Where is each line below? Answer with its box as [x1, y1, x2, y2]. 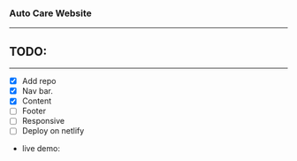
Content [21, 96, 52, 106]
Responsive [21, 116, 65, 126]
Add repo [21, 76, 57, 87]
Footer [21, 105, 47, 117]
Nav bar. [21, 86, 53, 96]
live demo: [21, 143, 60, 154]
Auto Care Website [9, 7, 93, 19]
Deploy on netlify [21, 126, 85, 136]
